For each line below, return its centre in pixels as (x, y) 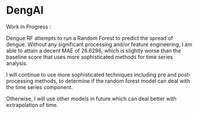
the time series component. (40, 87)
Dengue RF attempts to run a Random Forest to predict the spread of (90, 38)
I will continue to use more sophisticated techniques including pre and (91, 74)
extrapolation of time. (32, 105)
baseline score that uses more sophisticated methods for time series (90, 57)
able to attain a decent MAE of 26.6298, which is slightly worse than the (94, 50)
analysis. (17, 63)
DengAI (25, 10)
